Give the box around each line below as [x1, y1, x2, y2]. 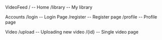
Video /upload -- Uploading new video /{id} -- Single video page [5, 29, 139, 34]
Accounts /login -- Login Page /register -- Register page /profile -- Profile [5, 14, 157, 19]
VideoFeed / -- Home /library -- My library [5, 4, 93, 10]
